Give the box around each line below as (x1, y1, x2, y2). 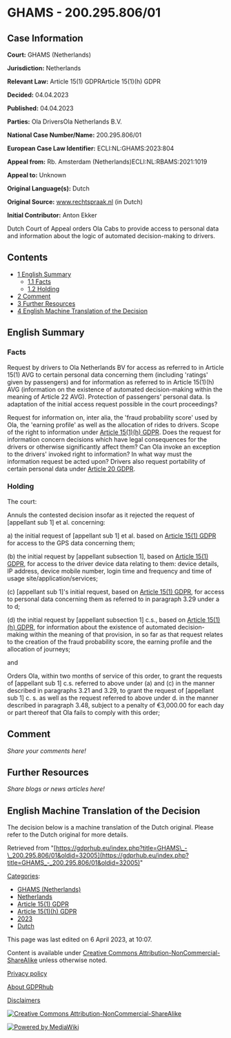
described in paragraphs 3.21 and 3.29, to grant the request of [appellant (7, 686, 214, 694)
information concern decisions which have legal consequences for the (7, 435, 208, 443)
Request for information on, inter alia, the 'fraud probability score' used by (7, 413, 218, 422)
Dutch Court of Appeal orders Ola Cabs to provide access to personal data (7, 224, 219, 233)
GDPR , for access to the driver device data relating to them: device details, (7, 559, 219, 567)
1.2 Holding (27, 284, 60, 293)
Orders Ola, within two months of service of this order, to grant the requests (7, 672, 223, 680)
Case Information (7, 32, 84, 44)
